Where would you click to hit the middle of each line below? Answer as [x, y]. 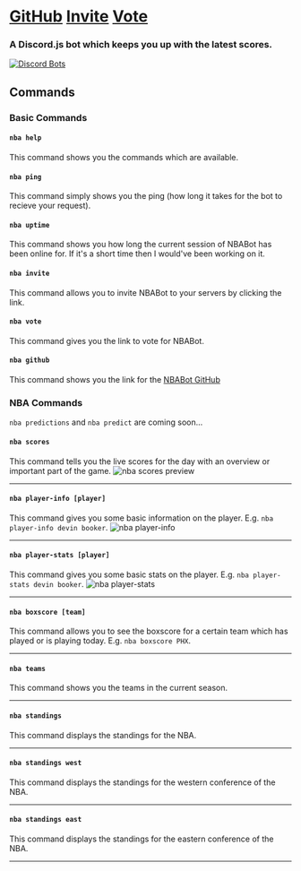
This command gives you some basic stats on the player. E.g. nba [129, 574]
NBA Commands [46, 402]
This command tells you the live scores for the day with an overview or [140, 461]
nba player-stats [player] [60, 556]
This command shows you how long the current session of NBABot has [141, 245]
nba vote [26, 322]
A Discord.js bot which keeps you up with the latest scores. [141, 45]
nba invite [30, 273]
